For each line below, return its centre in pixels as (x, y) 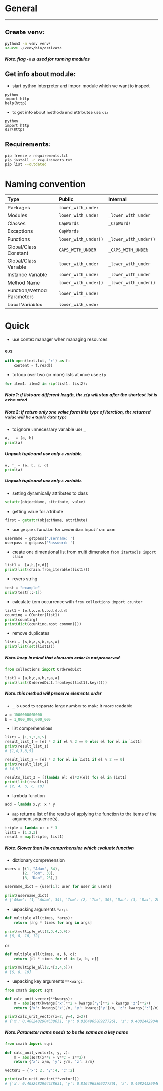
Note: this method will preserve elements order (53, 693)
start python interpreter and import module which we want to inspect (81, 86)
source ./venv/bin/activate (33, 48)
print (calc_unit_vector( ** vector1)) (42, 1079)
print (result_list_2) (27, 764)
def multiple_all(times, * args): (39, 918)
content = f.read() (33, 366)
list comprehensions (32, 728)
